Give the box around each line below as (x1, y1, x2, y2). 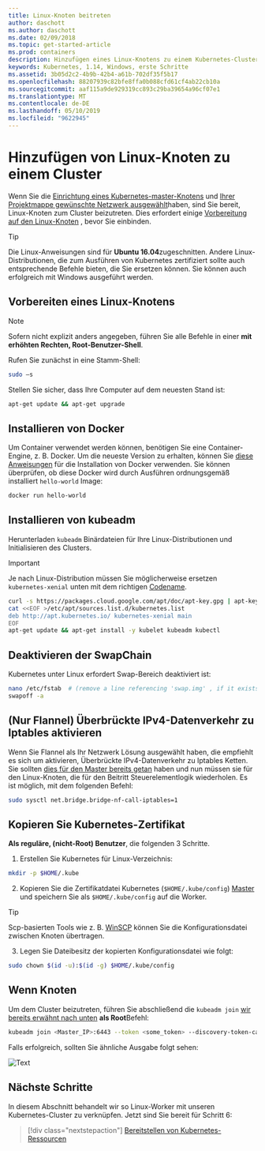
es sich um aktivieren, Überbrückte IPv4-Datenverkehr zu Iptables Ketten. (8, 755, 248, 765)
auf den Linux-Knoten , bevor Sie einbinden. (8, 216, 151, 226)
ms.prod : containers (8, 48, 77, 56)
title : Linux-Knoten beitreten (8, 11, 111, 20)
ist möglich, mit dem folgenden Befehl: (8, 780, 134, 790)
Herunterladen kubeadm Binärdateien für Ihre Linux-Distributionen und (8, 534, 233, 544)
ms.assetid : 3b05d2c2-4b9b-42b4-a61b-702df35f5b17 (8, 70, 178, 78)
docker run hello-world (8, 491, 87, 500)
